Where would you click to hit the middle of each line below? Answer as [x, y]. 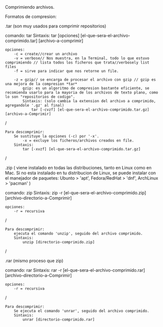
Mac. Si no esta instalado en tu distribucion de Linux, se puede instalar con [81, 173]
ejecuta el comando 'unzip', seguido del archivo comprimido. [78, 234]
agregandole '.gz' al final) [35, 105]
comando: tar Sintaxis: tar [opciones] [42, 35]
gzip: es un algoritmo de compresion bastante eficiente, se [86, 88]
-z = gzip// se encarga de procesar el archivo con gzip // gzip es [85, 80]
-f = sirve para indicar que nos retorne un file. [66, 71]
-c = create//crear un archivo [46, 54]
